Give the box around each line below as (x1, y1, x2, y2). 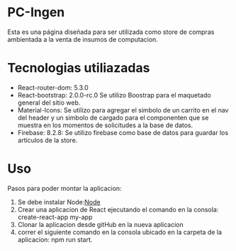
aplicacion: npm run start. (17, 235, 93, 244)
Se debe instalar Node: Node (17, 197, 101, 206)
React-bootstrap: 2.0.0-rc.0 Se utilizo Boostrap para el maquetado (17, 91, 211, 99)
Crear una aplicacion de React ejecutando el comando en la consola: (17, 205, 219, 214)
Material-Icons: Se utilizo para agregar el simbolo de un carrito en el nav (17, 105, 229, 114)
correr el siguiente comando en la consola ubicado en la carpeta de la (17, 228, 222, 236)
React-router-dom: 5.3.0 (17, 83, 89, 92)
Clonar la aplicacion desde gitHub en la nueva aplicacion (17, 220, 184, 228)
